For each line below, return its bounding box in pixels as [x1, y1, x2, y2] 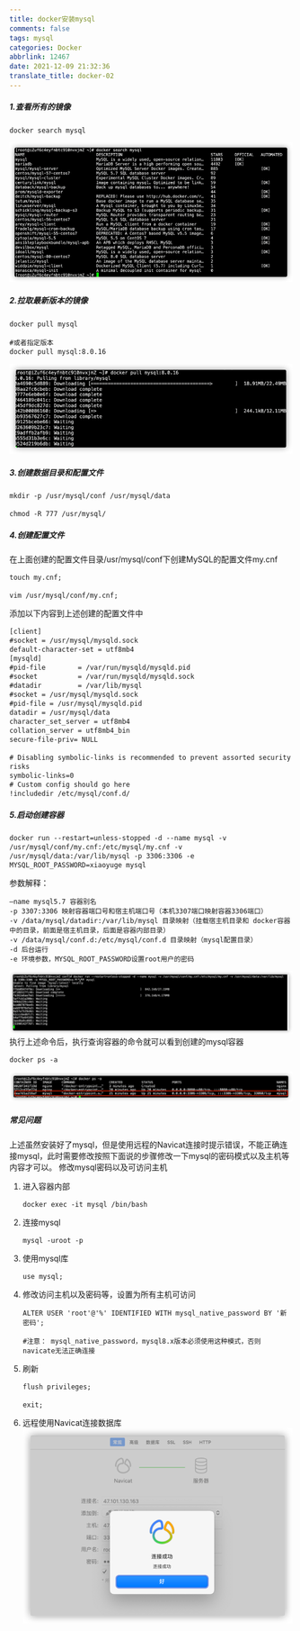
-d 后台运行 [9, 946, 49, 955]
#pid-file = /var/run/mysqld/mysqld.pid [9, 663, 191, 673]
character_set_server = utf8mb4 [9, 717, 130, 727]
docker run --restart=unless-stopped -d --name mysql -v [9, 834, 227, 843]
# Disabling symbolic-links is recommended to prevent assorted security [9, 753, 292, 763]
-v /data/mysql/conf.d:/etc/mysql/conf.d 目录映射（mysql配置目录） [9, 936, 258, 945]
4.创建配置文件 [9, 530, 65, 540]
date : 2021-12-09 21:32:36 [9, 62, 110, 71]
